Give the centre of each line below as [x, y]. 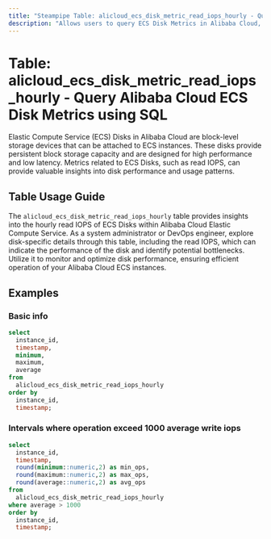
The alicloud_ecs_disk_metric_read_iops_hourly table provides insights [128, 216]
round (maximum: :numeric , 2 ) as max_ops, [83, 475]
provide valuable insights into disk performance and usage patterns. [122, 171]
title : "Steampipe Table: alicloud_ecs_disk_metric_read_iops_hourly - [131, 16]
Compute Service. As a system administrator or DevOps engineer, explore [131, 233]
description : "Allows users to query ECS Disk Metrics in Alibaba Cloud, [135, 23]
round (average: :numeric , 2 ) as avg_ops [81, 483]
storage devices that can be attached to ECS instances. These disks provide [135, 145]
